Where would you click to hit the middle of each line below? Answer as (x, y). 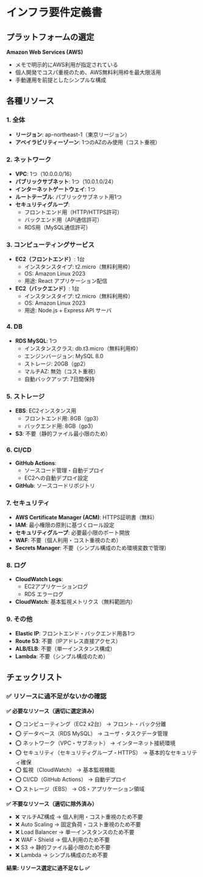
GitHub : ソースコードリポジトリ (55, 486)
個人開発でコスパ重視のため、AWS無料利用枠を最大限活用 (88, 72)
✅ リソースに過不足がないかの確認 (56, 696)
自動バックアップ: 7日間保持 (59, 379)
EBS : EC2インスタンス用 (46, 411)
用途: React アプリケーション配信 (66, 281)
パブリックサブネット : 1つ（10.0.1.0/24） (66, 182)
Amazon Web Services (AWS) (45, 52)
